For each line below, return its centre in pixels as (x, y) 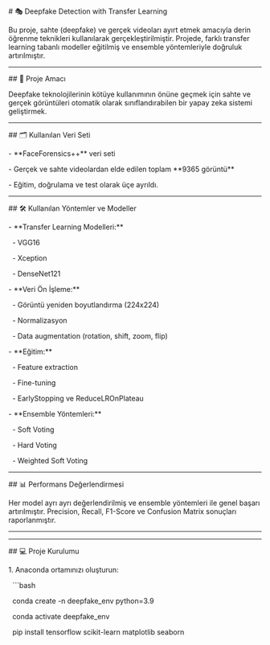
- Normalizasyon (39, 320)
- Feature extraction (45, 367)
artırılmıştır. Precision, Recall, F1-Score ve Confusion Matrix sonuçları (123, 511)
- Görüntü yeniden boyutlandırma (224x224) (86, 305)
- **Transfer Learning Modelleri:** (66, 227)
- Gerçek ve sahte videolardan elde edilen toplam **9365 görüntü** (121, 169)
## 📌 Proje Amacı (37, 78)
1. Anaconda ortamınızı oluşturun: (63, 570)
